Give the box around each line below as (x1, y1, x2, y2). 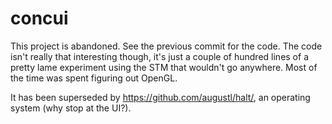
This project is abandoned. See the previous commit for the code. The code (10, 40, 323, 52)
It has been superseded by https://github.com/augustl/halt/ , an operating (10, 91, 311, 103)
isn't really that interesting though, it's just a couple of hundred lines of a (10, 50, 309, 62)
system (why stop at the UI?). (10, 102, 132, 114)
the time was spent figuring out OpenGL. (10, 72, 178, 84)
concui (10, 7, 69, 30)
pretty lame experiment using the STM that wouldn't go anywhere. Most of (10, 61, 318, 73)
